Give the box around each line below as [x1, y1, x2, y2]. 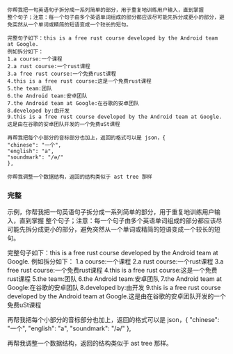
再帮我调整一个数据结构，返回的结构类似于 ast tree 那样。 [7, 339, 172, 348]
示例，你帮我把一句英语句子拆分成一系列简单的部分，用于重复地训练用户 [7, 208, 214, 216]
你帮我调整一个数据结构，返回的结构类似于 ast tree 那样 [7, 173, 153, 180]
